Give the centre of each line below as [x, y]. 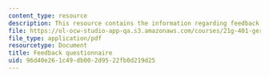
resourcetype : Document [48, 46]
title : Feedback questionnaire [60, 53]
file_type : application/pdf [55, 38]
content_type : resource [48, 16]
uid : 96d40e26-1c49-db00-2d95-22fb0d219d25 [82, 61]
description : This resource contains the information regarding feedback [134, 23]
